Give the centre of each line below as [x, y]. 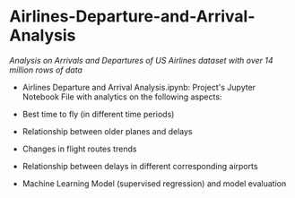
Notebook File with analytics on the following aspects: [122, 97]
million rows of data [46, 70]
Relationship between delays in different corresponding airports [140, 166]
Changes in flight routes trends [79, 149]
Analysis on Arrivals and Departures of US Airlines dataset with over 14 [141, 60]
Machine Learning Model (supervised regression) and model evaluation [154, 183]
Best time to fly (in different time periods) [98, 114]
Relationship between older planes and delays [107, 131]
